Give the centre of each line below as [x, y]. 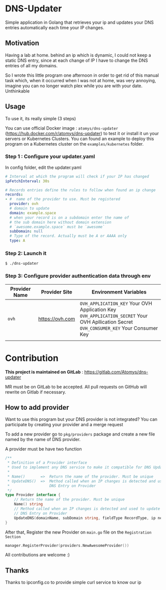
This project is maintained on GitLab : [44, 372]
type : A [18, 241]
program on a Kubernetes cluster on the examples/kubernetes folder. [75, 144]
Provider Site [57, 292]
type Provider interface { [33, 495]
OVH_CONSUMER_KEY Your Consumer [119, 328]
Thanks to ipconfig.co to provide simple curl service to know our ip [73, 583]
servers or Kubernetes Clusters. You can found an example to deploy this [80, 139]
